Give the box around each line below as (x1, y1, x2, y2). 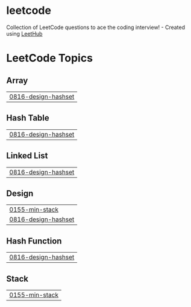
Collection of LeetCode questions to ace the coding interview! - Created (6, 24, 186, 31)
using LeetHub (6, 30, 43, 37)
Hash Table (6, 113, 49, 123)
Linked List (6, 150, 48, 161)
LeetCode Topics (6, 51, 93, 65)
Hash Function (6, 236, 62, 246)
